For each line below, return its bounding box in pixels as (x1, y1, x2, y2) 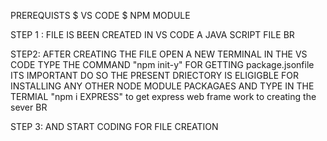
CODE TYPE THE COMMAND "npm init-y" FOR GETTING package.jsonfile (10, 59, 315, 70)
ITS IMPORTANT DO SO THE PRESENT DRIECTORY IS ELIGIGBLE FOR (10, 70, 300, 81)
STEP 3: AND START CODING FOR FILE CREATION (10, 121, 219, 132)
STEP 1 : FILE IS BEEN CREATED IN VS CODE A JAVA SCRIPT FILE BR (10, 29, 295, 40)
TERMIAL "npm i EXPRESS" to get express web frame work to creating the (10, 91, 317, 102)
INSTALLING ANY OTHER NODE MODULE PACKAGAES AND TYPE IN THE (10, 80, 315, 92)
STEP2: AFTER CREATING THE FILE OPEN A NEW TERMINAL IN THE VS (10, 48, 308, 60)
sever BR (10, 101, 48, 113)
